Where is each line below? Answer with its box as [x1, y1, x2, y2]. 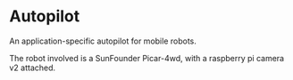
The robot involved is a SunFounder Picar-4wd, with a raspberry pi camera [9, 52, 284, 63]
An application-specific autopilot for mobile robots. [9, 36, 197, 46]
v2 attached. [9, 62, 56, 73]
